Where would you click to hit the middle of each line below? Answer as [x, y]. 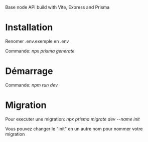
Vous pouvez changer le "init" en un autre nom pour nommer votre [74, 128]
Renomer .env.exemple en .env [37, 41]
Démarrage [29, 71]
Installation [29, 27]
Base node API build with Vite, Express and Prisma [57, 7]
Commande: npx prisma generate [40, 51]
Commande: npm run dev [32, 85]
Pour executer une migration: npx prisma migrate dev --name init [72, 119]
